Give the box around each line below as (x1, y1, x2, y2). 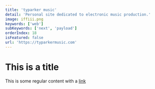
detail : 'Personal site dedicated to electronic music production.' (5, 12, 151, 17)
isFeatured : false (5, 35, 43, 40)
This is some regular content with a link (5, 78, 86, 84)
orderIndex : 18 (5, 30, 37, 35)
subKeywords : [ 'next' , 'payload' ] (5, 26, 77, 31)
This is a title (5, 61, 59, 72)
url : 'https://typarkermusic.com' (5, 40, 77, 45)
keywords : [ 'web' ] (5, 21, 43, 26)
